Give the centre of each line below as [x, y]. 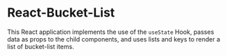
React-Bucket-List [61, 13]
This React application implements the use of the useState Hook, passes [111, 32]
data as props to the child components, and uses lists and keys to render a [114, 39]
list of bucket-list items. [41, 46]
